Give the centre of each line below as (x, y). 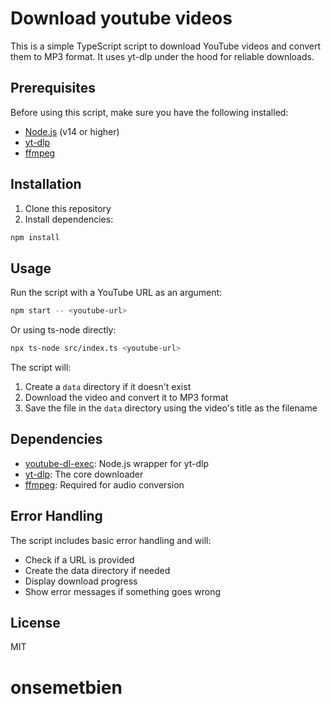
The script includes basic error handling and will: (111, 540)
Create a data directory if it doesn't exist (108, 386)
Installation (46, 184)
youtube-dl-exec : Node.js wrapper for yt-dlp (117, 463)
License (35, 623)
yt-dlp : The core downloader (84, 474)
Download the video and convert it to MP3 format (126, 397)
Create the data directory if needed (97, 570)
